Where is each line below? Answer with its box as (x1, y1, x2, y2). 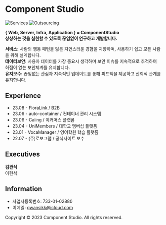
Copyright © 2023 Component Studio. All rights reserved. (5, 215, 123, 221)
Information (5, 184, 42, 193)
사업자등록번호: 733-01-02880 (12, 198, 73, 204)
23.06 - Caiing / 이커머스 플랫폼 (12, 116, 75, 122)
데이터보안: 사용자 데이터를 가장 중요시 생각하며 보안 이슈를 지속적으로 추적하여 (5, 58, 157, 64)
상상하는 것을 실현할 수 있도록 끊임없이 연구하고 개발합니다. (5, 35, 118, 41)
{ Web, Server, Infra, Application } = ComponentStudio (5, 29, 120, 35)
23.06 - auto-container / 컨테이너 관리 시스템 (12, 111, 101, 116)
